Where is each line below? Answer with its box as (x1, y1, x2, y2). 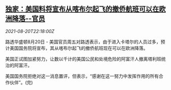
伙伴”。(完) (9, 79, 33, 85)
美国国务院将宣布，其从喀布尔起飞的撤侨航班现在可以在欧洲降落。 (9, 45, 148, 51)
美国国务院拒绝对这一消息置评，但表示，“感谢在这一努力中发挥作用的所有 (5, 73, 159, 79)
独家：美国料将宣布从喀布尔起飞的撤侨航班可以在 (5, 5, 159, 14)
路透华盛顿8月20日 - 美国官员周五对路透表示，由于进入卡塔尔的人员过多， (5, 39, 161, 45)
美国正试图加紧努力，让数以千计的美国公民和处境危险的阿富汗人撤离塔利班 (5, 55, 161, 62)
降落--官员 (12, 14, 45, 23)
